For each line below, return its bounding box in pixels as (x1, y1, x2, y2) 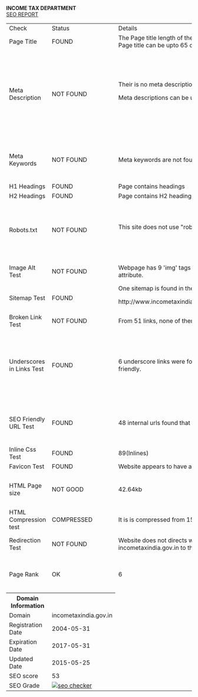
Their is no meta (118, 80, 163, 88)
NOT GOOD (52, 485, 84, 493)
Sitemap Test (9, 294, 45, 302)
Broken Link (9, 313, 42, 321)
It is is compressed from (118, 516, 185, 524)
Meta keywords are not (118, 155, 182, 164)
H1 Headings (9, 182, 46, 190)
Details (118, 24, 137, 32)
